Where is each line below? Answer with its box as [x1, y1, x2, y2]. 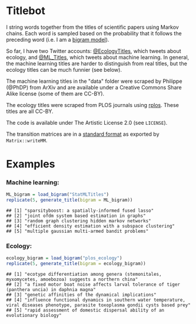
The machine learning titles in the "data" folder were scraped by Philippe [6, 78, 182, 85]
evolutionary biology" [6, 313, 62, 319]
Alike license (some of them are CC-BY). [6, 90, 105, 97]
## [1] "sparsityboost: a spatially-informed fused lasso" [6, 208, 154, 214]
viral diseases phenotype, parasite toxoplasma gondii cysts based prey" [6, 302, 191, 308]
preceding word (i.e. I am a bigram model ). [6, 36, 109, 43]
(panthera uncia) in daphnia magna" [6, 287, 96, 293]
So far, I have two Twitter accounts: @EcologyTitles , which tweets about [6, 47, 181, 54]
